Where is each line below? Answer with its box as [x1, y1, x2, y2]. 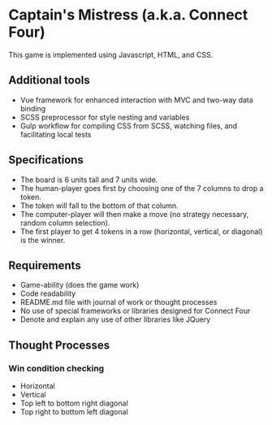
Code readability [19, 288, 76, 298]
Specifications [8, 153, 84, 167]
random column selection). [19, 218, 110, 228]
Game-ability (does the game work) [19, 280, 140, 290]
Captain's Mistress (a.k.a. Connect [8, 6, 248, 24]
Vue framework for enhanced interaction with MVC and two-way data [19, 95, 253, 105]
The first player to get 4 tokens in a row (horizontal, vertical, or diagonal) [19, 226, 263, 236]
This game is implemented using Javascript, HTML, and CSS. [8, 50, 214, 59]
